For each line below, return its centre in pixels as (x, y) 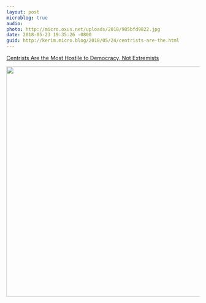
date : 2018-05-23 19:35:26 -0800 (49, 35)
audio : (15, 23)
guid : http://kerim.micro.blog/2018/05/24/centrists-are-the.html (93, 40)
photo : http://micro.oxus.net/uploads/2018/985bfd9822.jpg (83, 29)
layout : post (23, 12)
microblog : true (27, 18)
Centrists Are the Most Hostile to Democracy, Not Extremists (83, 58)
